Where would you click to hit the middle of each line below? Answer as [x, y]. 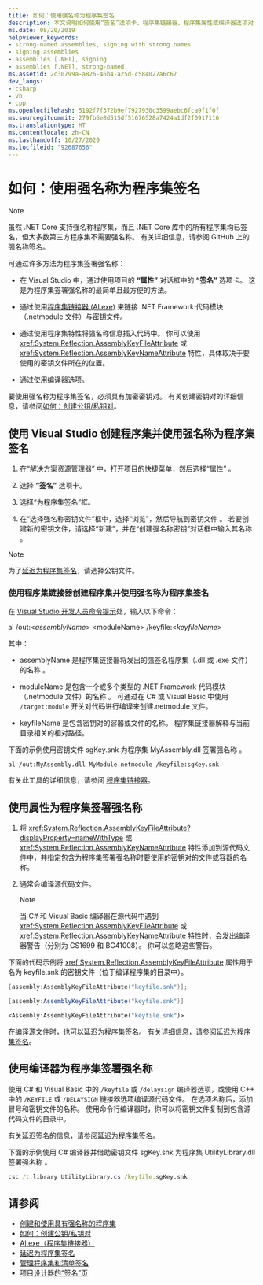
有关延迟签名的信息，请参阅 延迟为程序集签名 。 [84, 1135]
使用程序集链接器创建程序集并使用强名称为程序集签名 [109, 593]
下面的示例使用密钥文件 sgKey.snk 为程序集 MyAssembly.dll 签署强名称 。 [127, 750]
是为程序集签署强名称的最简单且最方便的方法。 [95, 290]
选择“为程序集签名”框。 [57, 502]
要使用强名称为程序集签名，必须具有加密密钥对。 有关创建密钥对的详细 [122, 396]
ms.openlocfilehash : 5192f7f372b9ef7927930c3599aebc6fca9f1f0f [114, 111]
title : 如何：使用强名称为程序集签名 [62, 15]
